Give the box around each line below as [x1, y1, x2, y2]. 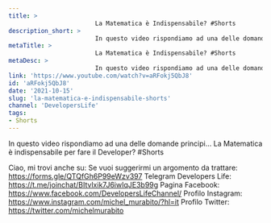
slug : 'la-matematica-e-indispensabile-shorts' [8, 94, 172, 102]
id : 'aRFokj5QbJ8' [8, 79, 70, 87]
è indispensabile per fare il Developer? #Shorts [8, 147, 164, 157]
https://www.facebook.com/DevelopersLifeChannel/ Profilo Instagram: [8, 188, 243, 198]
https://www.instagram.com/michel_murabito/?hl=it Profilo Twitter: [8, 196, 230, 206]
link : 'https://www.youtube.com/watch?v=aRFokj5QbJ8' [8, 72, 194, 80]
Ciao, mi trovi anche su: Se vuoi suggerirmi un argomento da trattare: [8, 163, 238, 172]
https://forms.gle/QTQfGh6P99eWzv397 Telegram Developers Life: [8, 171, 232, 181]
